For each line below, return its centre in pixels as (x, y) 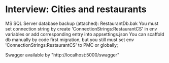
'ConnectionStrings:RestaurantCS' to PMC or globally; (62, 45)
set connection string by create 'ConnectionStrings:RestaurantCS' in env (81, 28)
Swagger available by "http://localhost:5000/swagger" (62, 55)
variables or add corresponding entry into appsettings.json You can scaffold (85, 34)
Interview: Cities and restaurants (76, 9)
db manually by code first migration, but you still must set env (70, 40)
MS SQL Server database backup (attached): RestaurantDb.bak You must (82, 23)
